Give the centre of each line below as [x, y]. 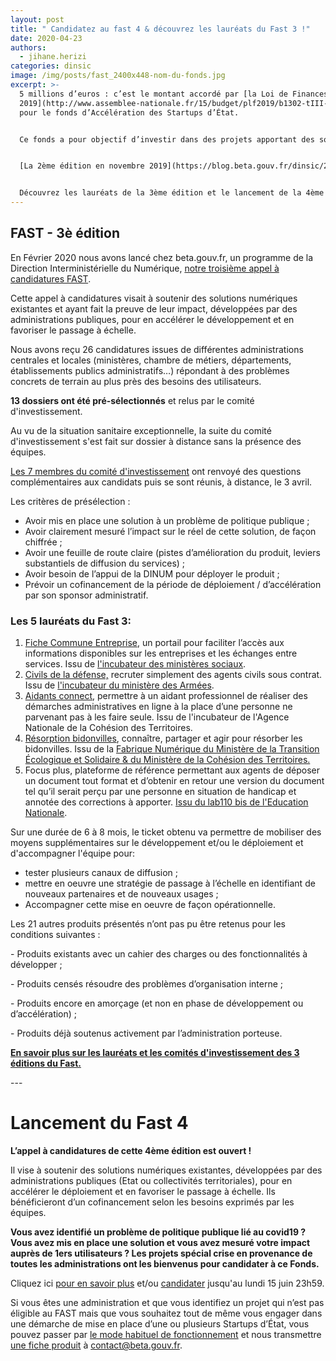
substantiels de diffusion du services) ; [105, 563]
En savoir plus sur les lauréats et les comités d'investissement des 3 [155, 1053]
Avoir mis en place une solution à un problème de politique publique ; [167, 520]
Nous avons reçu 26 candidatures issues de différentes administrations [157, 349]
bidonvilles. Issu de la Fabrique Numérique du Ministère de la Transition [172, 749]
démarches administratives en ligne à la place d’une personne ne [158, 707]
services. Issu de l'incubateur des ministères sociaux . [135, 664]
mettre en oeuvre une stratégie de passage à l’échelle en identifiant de [170, 883]
